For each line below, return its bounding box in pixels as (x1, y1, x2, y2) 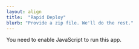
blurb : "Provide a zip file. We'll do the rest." (6, 20, 134, 26)
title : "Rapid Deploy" (6, 14, 66, 20)
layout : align (6, 8, 42, 15)
